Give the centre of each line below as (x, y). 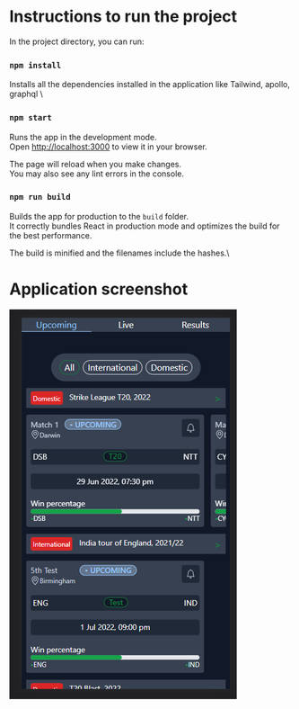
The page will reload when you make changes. (96, 164)
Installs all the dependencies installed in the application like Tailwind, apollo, (149, 85)
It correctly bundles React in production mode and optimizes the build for (145, 226)
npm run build (40, 197)
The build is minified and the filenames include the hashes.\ (119, 253)
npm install (35, 65)
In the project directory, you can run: (77, 41)
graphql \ (26, 94)
